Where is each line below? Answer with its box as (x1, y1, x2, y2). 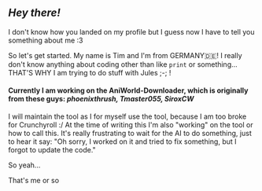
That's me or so (8, 176, 60, 185)
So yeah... (8, 160, 41, 170)
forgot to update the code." (8, 145, 96, 155)
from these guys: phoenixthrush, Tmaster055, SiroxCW (8, 94, 194, 104)
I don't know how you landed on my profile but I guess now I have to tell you (8, 27, 255, 36)
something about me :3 (8, 35, 83, 45)
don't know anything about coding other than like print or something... (8, 59, 238, 69)
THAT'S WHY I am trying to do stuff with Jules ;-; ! (8, 68, 172, 77)
